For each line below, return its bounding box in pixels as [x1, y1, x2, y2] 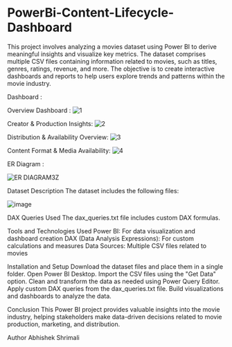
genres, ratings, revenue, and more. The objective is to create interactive [7, 64, 215, 73]
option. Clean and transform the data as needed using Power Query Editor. [7, 277, 220, 285]
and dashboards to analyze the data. [7, 292, 112, 300]
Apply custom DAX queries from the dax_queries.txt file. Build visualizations [7, 284, 224, 292]
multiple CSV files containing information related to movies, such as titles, [7, 57, 217, 65]
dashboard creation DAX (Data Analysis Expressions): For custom [7, 234, 195, 242]
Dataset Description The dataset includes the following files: [7, 186, 179, 195]
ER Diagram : [7, 159, 44, 168]
